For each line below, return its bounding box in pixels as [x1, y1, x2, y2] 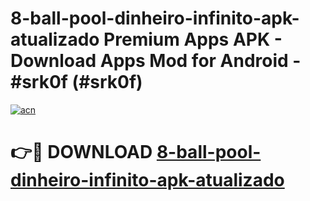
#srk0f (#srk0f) [10, 71, 143, 94]
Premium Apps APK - [103, 28, 283, 51]
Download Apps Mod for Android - [10, 50, 302, 72]
